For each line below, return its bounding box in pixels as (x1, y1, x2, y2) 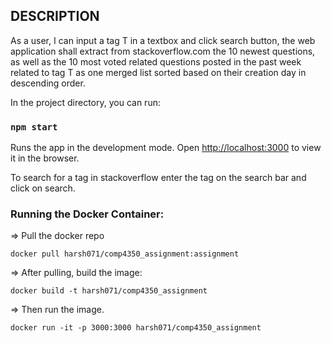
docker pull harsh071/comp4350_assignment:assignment (10, 249, 240, 259)
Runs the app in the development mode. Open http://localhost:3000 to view (10, 142, 322, 154)
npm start (10, 121, 58, 133)
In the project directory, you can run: (10, 96, 161, 108)
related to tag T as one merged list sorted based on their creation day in (10, 66, 307, 78)
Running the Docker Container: (10, 207, 165, 221)
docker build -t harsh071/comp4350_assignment (10, 286, 208, 296)
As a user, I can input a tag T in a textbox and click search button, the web (10, 34, 316, 46)
